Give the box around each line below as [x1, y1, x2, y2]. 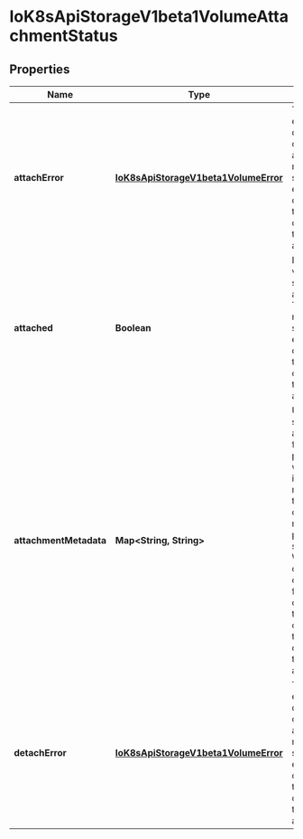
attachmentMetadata [14, 534, 106, 546]
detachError [14, 747, 68, 759]
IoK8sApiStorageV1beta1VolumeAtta [9, 6, 289, 27]
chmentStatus [9, 25, 119, 46]
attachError [14, 172, 65, 184]
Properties [9, 61, 70, 77]
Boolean [115, 322, 151, 334]
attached [14, 322, 54, 334]
